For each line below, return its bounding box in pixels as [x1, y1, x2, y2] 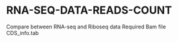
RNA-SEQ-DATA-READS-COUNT [6, 4, 173, 17]
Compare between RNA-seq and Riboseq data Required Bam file [6, 23, 167, 30]
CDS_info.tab [6, 29, 39, 36]
